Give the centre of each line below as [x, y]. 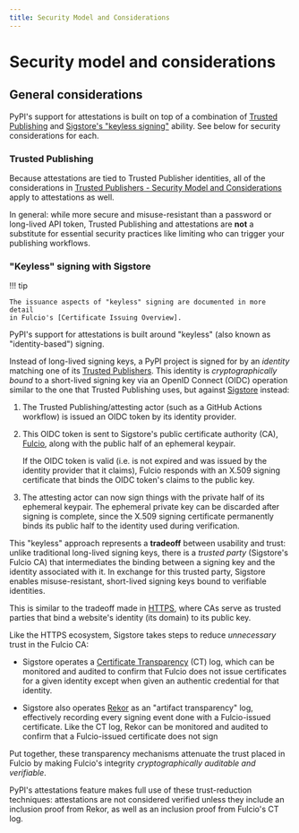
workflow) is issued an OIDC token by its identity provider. [129, 416]
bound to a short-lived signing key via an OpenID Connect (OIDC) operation [149, 381]
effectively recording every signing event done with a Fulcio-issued [146, 717]
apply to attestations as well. [62, 197]
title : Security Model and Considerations [90, 17]
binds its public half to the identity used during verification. [131, 526]
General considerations [76, 95]
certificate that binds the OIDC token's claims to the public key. [138, 480]
